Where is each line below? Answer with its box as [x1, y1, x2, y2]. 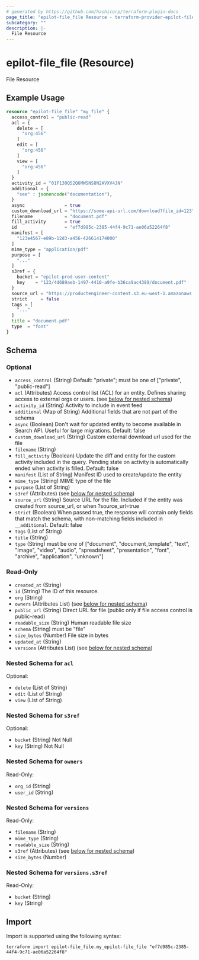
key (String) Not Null [14, 743, 64, 750]
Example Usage [6, 93, 65, 103]
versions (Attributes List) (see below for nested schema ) [14, 644, 153, 651]
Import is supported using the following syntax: [6, 933, 121, 940]
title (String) [14, 534, 49, 541]
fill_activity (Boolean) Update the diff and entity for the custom [14, 452, 176, 459]
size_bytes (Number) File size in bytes [14, 632, 109, 639]
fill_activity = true [11, 219, 81, 225]
